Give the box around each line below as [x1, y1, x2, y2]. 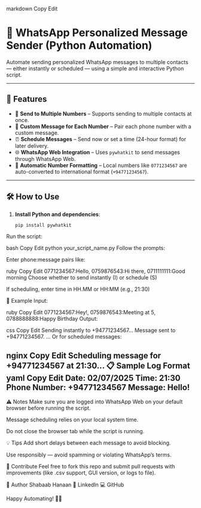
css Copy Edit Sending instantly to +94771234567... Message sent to [6, 327, 176, 334]
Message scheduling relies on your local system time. [6, 416, 139, 424]
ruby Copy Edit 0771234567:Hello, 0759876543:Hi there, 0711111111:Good [6, 267, 185, 275]
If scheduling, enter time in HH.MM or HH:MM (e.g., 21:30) [6, 285, 150, 293]
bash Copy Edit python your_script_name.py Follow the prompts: [6, 245, 166, 252]
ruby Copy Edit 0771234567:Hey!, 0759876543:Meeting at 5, [6, 309, 156, 316]
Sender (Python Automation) [6, 39, 153, 53]
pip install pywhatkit [14, 222, 72, 228]
